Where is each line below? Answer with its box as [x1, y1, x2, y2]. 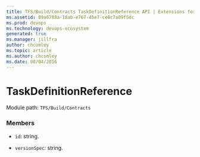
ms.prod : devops [6, 20, 46, 26]
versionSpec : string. [14, 144, 64, 151]
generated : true [6, 31, 46, 37]
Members [6, 119, 35, 127]
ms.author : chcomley [6, 53, 58, 59]
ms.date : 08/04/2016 [6, 59, 58, 64]
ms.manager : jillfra [6, 36, 58, 42]
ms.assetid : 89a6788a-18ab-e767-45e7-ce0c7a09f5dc [6, 14, 135, 20]
